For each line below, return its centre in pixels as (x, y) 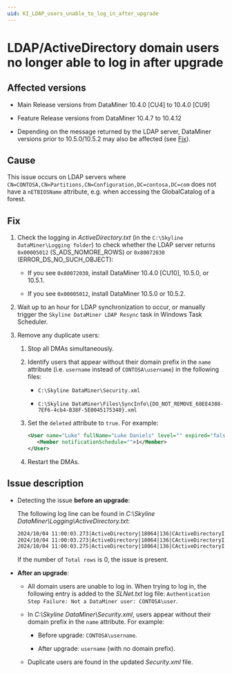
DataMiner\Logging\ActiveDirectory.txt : (73, 521)
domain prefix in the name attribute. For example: (96, 622)
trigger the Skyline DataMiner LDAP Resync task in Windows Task (109, 315)
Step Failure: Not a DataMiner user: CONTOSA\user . (103, 601)
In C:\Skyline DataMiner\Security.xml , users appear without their (119, 615)
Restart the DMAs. (54, 461)
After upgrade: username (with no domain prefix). (107, 649)
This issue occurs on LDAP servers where (67, 177)
